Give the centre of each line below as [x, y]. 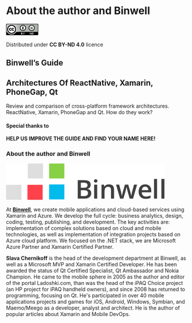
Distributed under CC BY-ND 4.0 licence [55, 44]
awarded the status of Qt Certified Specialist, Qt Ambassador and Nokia [92, 270]
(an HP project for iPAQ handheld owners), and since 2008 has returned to [96, 289]
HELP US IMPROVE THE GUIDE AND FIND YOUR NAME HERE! [81, 139]
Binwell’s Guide [35, 63]
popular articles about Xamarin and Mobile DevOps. [68, 314]
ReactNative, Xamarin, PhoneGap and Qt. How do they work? [79, 112]
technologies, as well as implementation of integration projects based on [93, 234]
